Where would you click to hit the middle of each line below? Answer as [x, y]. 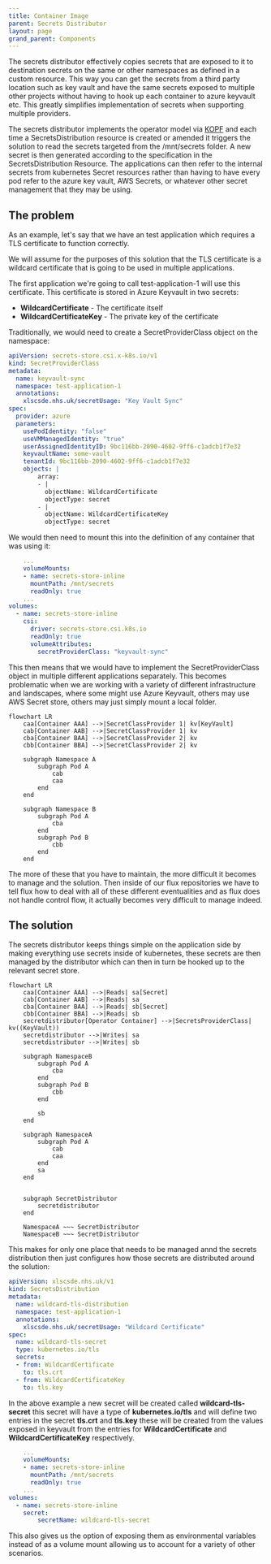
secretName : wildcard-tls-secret [94, 1520]
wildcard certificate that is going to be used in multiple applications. [122, 268]
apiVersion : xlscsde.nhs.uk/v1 [61, 1282]
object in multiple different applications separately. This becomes [118, 676]
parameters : [36, 423]
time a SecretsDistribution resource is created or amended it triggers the [130, 138]
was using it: [30, 546]
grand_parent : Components [52, 39]
